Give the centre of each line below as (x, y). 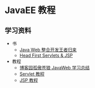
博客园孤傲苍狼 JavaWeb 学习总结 (55, 68)
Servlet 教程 (32, 74)
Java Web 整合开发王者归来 (48, 50)
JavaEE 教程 (30, 10)
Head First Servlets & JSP (46, 55)
